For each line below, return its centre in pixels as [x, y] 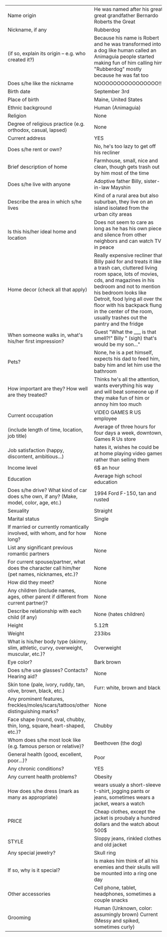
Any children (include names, [42, 590]
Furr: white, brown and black [127, 688]
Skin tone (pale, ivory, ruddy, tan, [46, 685]
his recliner [107, 153]
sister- [152, 181]
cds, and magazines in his [124, 280]
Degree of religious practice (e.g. [46, 124]
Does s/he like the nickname [41, 83]
